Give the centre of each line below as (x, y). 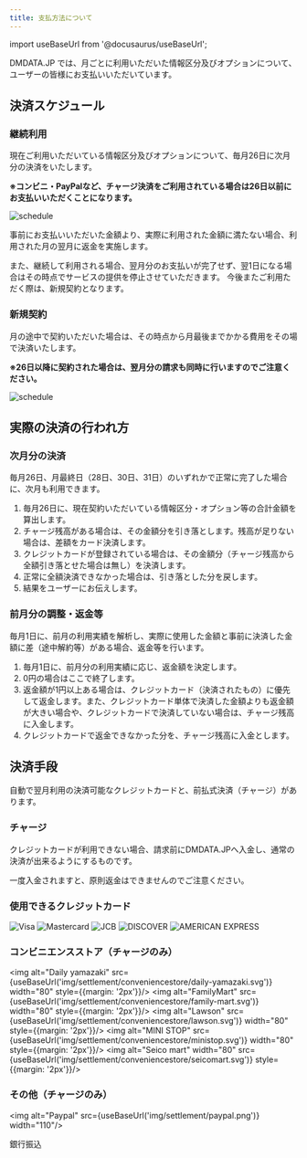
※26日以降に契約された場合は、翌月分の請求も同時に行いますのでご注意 (146, 367)
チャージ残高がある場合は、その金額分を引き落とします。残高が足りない (158, 532)
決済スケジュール (57, 106)
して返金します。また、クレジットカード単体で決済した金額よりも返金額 (158, 700)
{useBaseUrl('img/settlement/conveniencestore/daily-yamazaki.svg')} (141, 982)
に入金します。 (51, 723)
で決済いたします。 (45, 347)
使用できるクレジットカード (70, 906)
